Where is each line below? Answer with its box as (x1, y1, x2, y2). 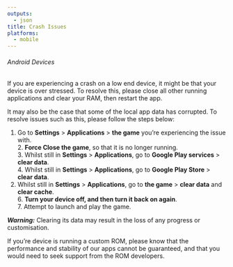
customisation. (7, 224, 50, 232)
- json (13, 17, 33, 24)
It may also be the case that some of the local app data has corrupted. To (7, 107, 218, 116)
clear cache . (17, 188, 54, 196)
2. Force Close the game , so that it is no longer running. (17, 144, 179, 152)
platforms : (7, 29, 39, 37)
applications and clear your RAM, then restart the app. (7, 94, 163, 102)
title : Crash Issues (7, 23, 67, 30)
